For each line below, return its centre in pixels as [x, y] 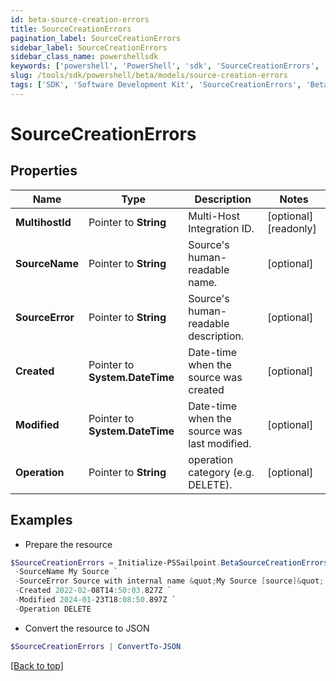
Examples [41, 520]
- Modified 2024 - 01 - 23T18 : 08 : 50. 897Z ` [95, 600]
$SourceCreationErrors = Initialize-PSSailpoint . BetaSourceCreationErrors [169, 562]
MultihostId [43, 222]
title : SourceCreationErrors [71, 29]
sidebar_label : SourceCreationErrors [89, 47]
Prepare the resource [68, 544]
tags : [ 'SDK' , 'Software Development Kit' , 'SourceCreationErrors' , [156, 85]
